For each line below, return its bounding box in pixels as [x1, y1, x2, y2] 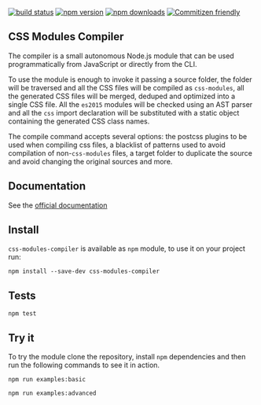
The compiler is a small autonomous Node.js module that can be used [8, 51, 234, 61]
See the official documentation [8, 201, 108, 210]
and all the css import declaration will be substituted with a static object [8, 108, 240, 117]
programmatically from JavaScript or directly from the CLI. [8, 59, 198, 68]
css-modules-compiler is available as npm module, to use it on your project [8, 244, 246, 253]
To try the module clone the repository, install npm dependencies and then [8, 352, 246, 362]
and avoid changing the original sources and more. [8, 156, 173, 166]
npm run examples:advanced [8, 389, 97, 397]
